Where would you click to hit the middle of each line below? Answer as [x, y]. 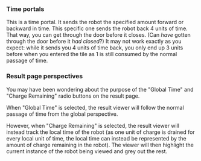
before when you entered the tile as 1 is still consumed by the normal [92, 54]
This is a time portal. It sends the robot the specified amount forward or [95, 22]
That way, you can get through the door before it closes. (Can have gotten [99, 35]
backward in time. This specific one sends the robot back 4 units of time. [97, 28]
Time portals [25, 9]
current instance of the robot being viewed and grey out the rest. [87, 151]
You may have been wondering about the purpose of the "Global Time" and [100, 89]
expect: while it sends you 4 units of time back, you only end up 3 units [95, 48]
